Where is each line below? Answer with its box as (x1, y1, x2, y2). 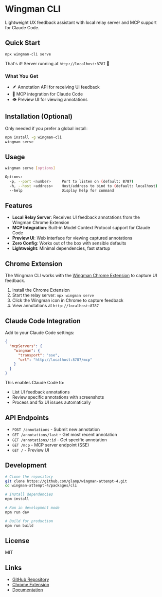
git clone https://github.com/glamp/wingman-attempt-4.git (5, 479, 127, 484)
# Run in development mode (5, 505, 60, 510)
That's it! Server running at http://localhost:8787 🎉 (5, 60, 109, 66)
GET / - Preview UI (12, 447, 50, 453)
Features (5, 202, 33, 210)
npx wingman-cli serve (5, 52, 51, 56)
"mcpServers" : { (9, 343, 42, 349)
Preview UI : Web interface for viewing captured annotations (12, 235, 133, 241)
